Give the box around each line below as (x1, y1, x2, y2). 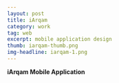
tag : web (7, 29, 32, 37)
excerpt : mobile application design (7, 36, 112, 43)
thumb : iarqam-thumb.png (7, 42, 78, 49)
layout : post (7, 10, 45, 17)
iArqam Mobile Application (7, 67, 85, 76)
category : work (7, 23, 51, 30)
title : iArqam (7, 17, 48, 24)
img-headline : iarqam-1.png (7, 49, 88, 56)
